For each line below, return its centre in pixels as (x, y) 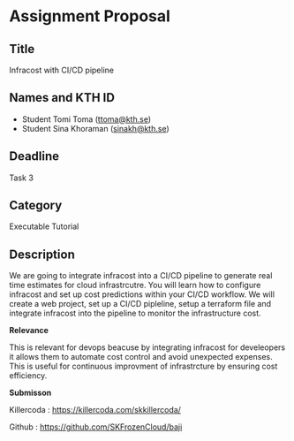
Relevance (29, 331)
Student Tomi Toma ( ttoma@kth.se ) (87, 119)
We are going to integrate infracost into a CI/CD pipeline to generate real (141, 276)
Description (42, 254)
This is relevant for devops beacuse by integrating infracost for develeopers (147, 347)
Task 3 (21, 178)
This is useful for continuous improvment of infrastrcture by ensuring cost (143, 366)
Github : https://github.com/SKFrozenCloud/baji (96, 427)
